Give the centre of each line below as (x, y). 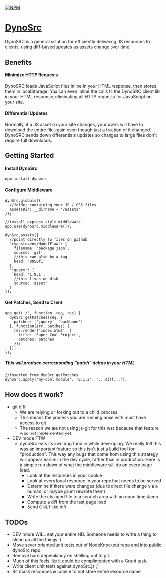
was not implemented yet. (46, 433)
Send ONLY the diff (47, 507)
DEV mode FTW (29, 438)
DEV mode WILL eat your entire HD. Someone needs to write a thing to (84, 534)
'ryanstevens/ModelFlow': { (39, 244)
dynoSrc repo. (27, 550)
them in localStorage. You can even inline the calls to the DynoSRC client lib (83, 91)
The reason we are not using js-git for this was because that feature (89, 428)
